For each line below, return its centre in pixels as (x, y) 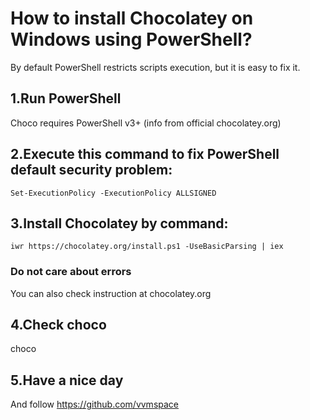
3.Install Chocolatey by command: (119, 223)
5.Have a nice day (67, 380)
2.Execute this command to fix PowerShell (145, 154)
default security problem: (91, 170)
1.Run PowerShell (66, 98)
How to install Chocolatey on (132, 18)
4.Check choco (58, 325)
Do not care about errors (71, 272)
